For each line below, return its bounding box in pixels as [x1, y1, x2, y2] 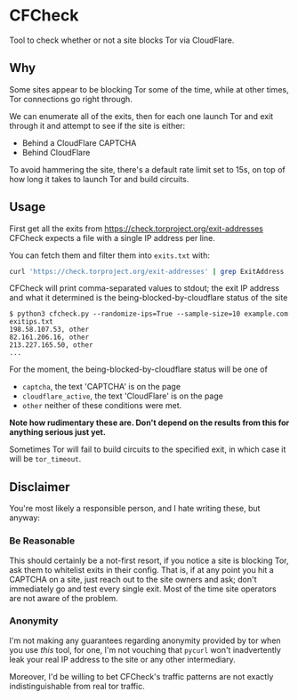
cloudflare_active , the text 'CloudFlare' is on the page [21, 390, 224, 401]
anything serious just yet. [9, 427, 107, 438]
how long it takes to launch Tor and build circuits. [9, 173, 189, 184]
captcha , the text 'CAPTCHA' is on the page [21, 382, 181, 392]
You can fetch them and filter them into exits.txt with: [9, 250, 211, 261]
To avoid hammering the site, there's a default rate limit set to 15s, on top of [9, 164, 286, 174]
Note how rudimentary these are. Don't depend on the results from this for [9, 417, 290, 428]
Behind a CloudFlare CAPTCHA [21, 137, 137, 148]
